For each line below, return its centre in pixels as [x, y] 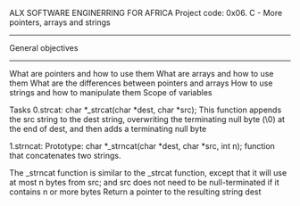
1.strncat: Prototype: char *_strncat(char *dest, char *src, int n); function [142, 146]
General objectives [44, 48]
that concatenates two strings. [65, 156]
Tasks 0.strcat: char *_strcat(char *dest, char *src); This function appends [146, 110]
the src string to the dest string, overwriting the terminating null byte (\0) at [147, 119]
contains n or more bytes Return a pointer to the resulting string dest [135, 192]
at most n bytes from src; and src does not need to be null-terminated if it [144, 182]
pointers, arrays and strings [60, 22]
